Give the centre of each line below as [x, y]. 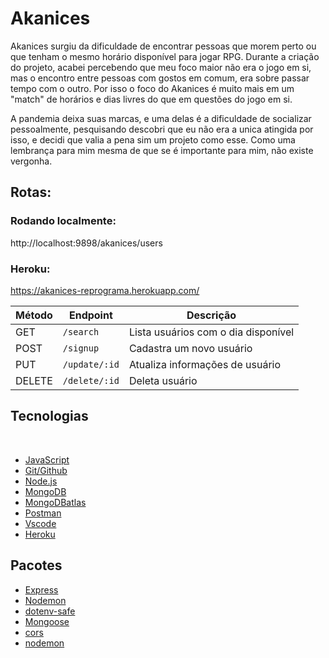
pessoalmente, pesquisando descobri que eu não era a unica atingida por [162, 129]
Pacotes [36, 565]
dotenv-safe [50, 611]
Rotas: [31, 192]
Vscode [40, 523]
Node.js [41, 481]
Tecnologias [49, 416]
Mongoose [47, 621]
